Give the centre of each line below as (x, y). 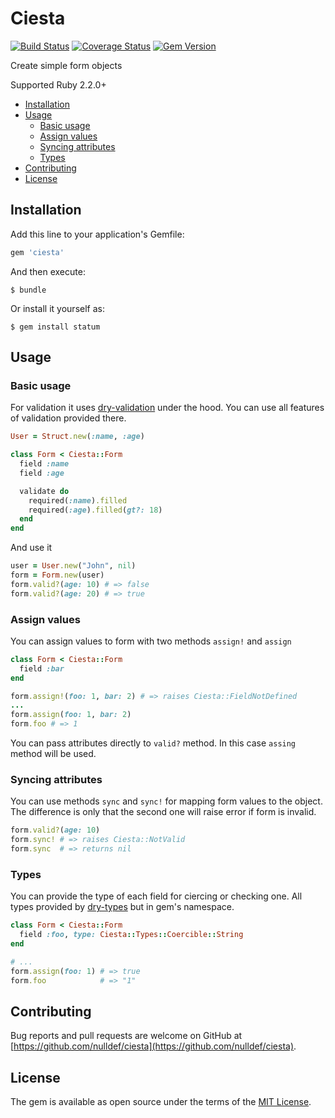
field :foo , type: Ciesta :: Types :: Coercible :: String (131, 935)
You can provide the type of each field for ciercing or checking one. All (156, 896)
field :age (42, 473)
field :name (44, 464)
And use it (31, 548)
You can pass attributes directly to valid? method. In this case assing (153, 743)
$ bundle (28, 290)
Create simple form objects (66, 65)
